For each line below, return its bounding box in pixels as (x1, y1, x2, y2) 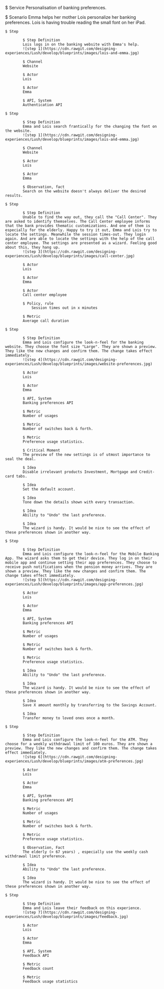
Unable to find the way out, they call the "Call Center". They (23, 215, 157, 220)
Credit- (139, 469, 155, 474)
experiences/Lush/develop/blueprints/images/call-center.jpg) (5, 254, 135, 259)
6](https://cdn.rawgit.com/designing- (38, 755, 118, 760)
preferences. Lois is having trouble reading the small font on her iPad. (5, 20, 146, 25)
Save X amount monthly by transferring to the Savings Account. (23, 703, 157, 708)
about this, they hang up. (5, 245, 60, 250)
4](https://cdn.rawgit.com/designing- (38, 357, 118, 362)
